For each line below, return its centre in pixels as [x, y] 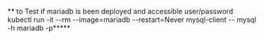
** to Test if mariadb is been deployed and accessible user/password [121, 11]
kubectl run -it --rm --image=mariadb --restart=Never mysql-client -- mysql [132, 20]
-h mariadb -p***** [39, 28]
